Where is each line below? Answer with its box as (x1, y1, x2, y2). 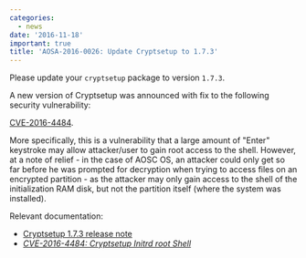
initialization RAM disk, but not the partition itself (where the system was (9, 183, 281, 194)
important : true (9, 38, 71, 48)
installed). (9, 193, 47, 204)
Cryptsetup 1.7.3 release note (22, 229, 132, 240)
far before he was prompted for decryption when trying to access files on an (9, 164, 298, 175)
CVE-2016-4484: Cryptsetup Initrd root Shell (22, 238, 192, 249)
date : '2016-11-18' (9, 30, 84, 39)
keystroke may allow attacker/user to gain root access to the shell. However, (9, 145, 297, 156)
